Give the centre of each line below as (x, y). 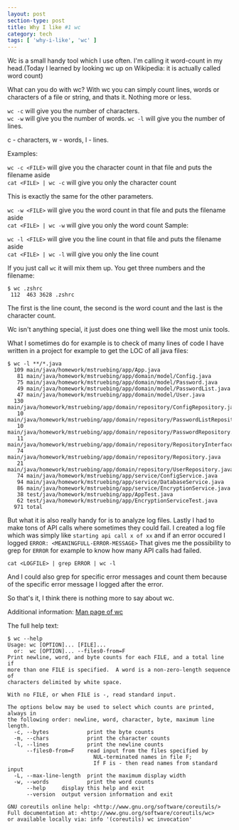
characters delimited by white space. (65, 683)
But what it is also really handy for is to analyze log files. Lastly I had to (111, 520)
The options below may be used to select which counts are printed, (111, 708)
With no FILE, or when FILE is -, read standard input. (92, 695)
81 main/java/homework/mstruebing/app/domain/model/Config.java (114, 377)
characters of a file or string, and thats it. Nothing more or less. (100, 98)
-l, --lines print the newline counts (89, 745)
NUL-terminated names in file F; (143, 757)
